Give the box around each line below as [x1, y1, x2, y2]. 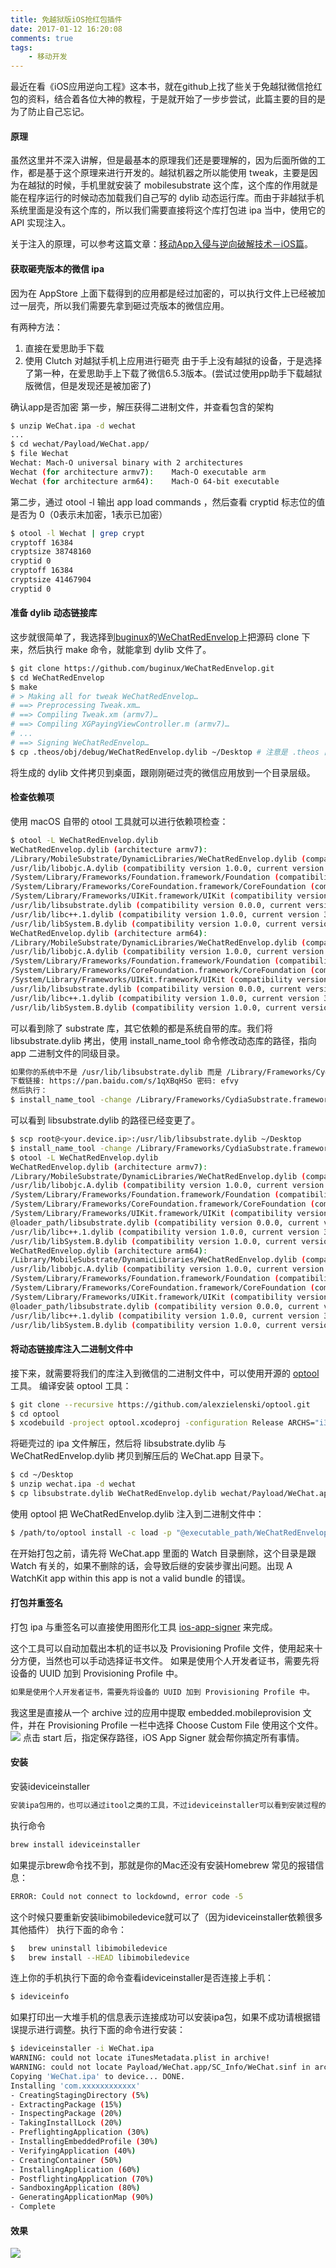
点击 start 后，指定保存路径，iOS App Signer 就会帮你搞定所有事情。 [22, 1731, 305, 1743]
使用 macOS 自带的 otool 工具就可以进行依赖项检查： [10, 815, 229, 827]
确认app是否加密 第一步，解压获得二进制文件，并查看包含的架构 [10, 401, 274, 413]
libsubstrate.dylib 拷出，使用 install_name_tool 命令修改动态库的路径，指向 [10, 1034, 317, 1046]
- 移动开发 [28, 52, 68, 62]
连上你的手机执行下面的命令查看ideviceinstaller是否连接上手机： [10, 1972, 275, 1984]
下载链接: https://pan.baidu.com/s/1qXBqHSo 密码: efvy [10, 1076, 239, 1086]
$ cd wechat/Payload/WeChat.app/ [10, 439, 150, 450]
